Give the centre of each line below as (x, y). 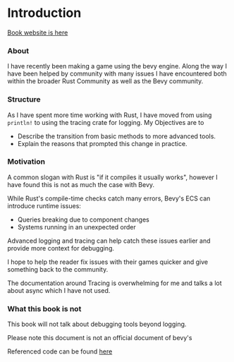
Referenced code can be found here (60, 351)
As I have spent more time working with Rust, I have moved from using (110, 115)
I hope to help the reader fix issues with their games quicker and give (108, 262)
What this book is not (44, 308)
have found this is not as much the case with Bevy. (81, 184)
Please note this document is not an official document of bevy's (100, 338)
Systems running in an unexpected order (76, 227)
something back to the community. (58, 269)
